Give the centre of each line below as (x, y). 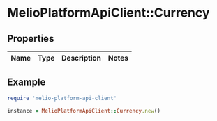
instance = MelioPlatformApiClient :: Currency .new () (84, 111)
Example (27, 82)
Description (81, 58)
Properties (31, 39)
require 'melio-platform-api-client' (62, 98)
